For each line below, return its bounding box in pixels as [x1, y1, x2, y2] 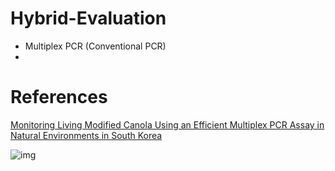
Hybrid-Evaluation [10, 7, 167, 30]
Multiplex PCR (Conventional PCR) [24, 40, 167, 52]
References [10, 86, 108, 109]
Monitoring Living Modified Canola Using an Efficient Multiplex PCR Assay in [10, 118, 325, 131]
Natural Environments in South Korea [10, 129, 163, 141]
